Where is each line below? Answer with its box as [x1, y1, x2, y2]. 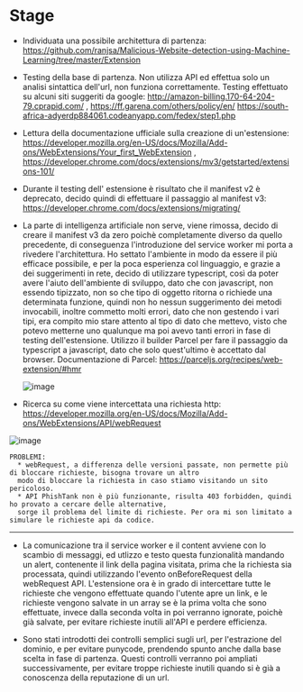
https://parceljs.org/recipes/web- [159, 353, 283, 365]
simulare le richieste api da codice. [9, 515, 155, 524]
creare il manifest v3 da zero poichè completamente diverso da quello [22, 229, 282, 240]
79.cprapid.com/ [22, 100, 84, 111]
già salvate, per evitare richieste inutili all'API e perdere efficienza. [22, 616, 268, 627]
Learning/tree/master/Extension [22, 54, 142, 65]
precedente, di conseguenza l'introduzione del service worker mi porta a [22, 239, 293, 250]
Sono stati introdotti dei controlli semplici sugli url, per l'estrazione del [22, 633, 282, 644]
